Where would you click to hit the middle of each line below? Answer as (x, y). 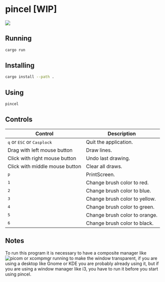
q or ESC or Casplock (30, 142)
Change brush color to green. (121, 207)
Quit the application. (110, 142)
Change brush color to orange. (122, 215)
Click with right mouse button (42, 158)
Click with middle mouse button (44, 166)
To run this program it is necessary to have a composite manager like (76, 253)
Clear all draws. (104, 166)
